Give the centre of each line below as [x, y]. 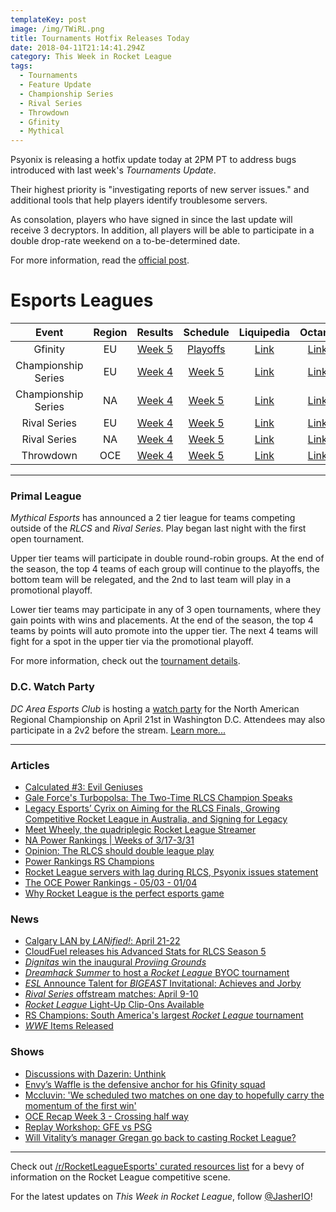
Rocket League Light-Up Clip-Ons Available [114, 1005]
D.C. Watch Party [52, 687]
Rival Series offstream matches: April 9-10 [111, 994]
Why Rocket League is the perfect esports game [124, 893]
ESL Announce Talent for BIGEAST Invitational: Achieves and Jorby [163, 983]
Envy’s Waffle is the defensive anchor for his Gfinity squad [145, 1084]
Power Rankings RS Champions [89, 861]
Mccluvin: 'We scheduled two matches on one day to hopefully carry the [174, 1095]
